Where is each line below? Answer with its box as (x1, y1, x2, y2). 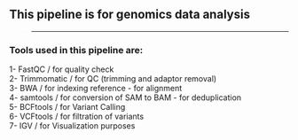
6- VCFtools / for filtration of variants (9, 111, 145, 122)
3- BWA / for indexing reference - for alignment (9, 83, 183, 94)
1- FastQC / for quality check (9, 64, 114, 74)
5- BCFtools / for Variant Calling (9, 102, 126, 113)
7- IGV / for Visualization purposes (9, 121, 136, 131)
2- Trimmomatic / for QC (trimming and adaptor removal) (9, 74, 217, 84)
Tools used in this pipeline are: (9, 43, 144, 56)
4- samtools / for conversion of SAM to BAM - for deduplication (9, 92, 242, 103)
